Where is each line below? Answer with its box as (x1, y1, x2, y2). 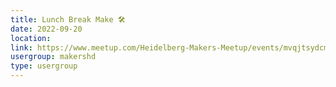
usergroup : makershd (10, 52, 97, 62)
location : (10, 33, 52, 43)
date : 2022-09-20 (10, 24, 83, 34)
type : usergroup (10, 61, 78, 71)
